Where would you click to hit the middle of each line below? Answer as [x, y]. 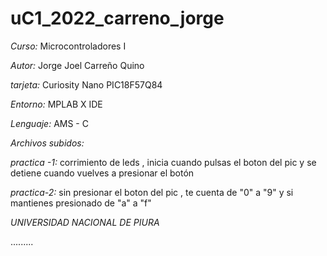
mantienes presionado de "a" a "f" [81, 203]
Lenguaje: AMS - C [49, 123]
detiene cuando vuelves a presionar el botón [102, 173]
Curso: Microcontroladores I [68, 46]
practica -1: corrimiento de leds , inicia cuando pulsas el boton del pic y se [163, 162]
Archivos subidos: [47, 143]
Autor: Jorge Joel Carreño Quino [77, 65]
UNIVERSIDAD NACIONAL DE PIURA [85, 222]
